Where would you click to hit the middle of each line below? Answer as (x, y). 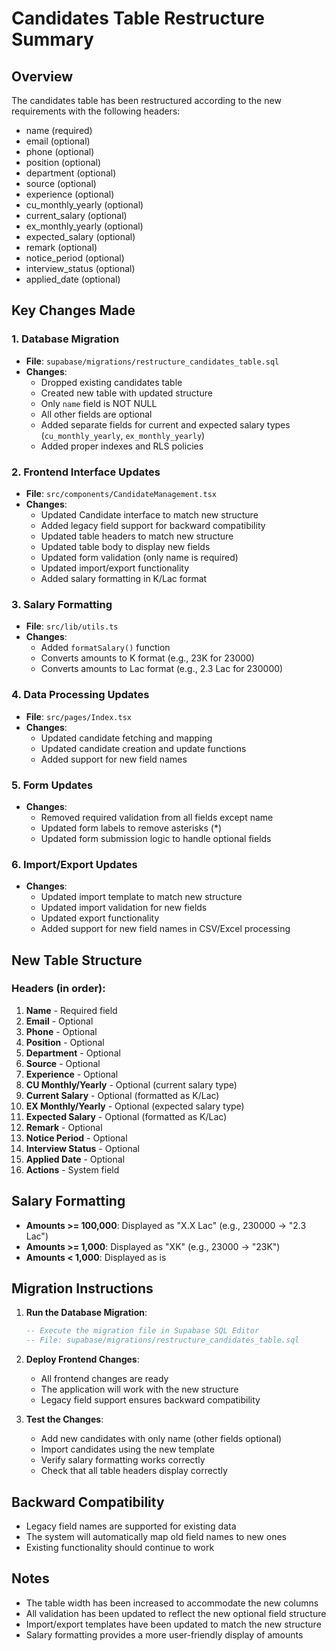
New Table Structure (77, 960)
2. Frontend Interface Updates (86, 472)
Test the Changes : (64, 1419)
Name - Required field (71, 1010)
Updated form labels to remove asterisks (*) (131, 828)
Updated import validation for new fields (124, 908)
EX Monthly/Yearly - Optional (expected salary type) (135, 1106)
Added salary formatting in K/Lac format (124, 578)
